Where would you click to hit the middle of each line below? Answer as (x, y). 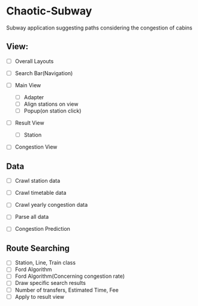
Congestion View (36, 147)
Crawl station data (37, 181)
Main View (28, 85)
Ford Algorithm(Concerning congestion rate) (70, 276)
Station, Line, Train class (45, 263)
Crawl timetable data (40, 193)
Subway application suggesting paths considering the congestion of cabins (100, 28)
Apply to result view (40, 296)
